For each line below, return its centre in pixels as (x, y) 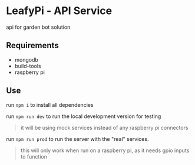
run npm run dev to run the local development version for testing (84, 116)
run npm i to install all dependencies (50, 105)
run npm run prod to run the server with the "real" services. (77, 139)
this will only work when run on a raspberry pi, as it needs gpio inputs (105, 150)
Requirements (32, 46)
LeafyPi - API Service (59, 11)
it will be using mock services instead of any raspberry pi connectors (104, 127)
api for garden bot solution (38, 27)
